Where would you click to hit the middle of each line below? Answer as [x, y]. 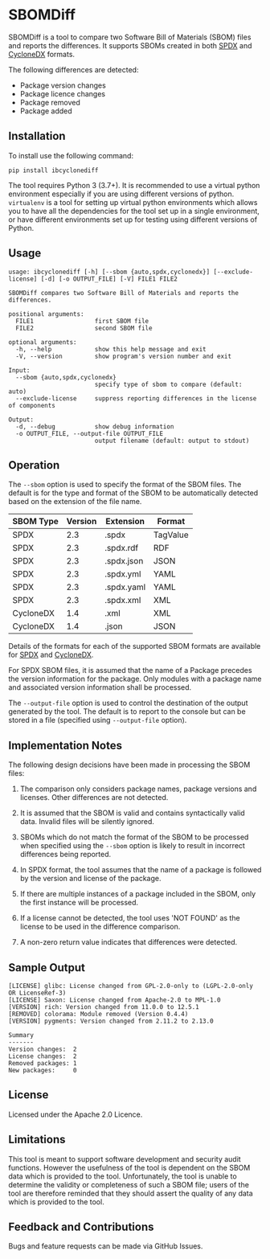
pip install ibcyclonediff [53, 170]
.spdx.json [124, 561]
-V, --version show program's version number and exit [123, 356]
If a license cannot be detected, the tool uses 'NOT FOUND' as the [130, 918]
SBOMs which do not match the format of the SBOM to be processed [134, 837]
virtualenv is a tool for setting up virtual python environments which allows [133, 202]
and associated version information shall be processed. [100, 687]
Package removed [50, 102]
